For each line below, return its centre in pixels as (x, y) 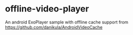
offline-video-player (47, 9)
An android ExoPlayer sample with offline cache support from (67, 22)
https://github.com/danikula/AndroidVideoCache (54, 27)
